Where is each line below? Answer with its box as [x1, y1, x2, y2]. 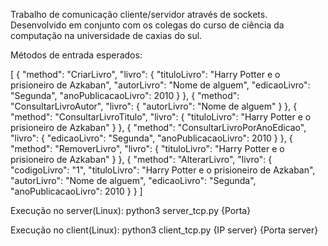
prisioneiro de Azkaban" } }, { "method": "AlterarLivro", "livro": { [10, 154, 273, 165]
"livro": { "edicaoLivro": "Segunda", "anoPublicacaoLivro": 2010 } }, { [10, 132, 293, 144]
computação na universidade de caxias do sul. [10, 30, 203, 41]
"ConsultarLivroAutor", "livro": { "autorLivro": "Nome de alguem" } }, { [10, 100, 298, 112]
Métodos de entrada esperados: [10, 49, 143, 61]
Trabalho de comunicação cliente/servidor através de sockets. [10, 9, 268, 20]
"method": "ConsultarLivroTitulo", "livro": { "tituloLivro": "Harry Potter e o [10, 111, 312, 123]
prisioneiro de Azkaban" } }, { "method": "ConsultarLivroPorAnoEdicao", [10, 122, 307, 133]
